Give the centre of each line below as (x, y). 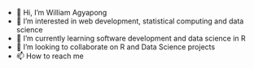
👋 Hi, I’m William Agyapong (61, 13)
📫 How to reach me (50, 56)
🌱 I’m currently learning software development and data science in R (131, 38)
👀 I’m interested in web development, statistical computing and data (130, 21)
